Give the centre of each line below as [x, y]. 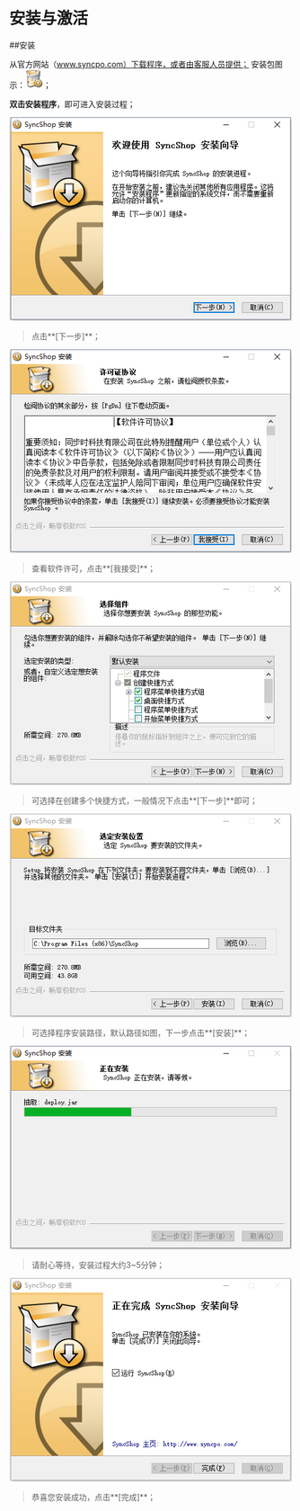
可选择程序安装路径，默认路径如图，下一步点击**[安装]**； [141, 1033]
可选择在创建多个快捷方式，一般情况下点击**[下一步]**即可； [145, 800]
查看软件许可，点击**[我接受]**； [93, 568]
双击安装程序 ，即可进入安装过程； [72, 103]
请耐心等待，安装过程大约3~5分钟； [98, 1265]
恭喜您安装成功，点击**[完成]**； [93, 1497]
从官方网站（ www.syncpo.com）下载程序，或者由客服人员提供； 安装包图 [146, 64]
